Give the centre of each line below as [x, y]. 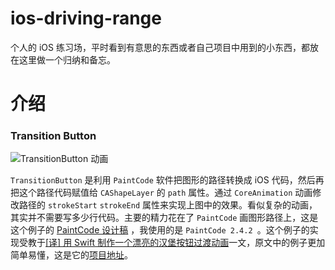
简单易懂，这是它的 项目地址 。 [71, 255]
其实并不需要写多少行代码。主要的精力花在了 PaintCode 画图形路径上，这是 [164, 218]
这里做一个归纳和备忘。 [67, 59]
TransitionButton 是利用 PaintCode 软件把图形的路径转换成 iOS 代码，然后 [163, 180]
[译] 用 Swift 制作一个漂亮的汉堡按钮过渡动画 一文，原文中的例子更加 [185, 243]
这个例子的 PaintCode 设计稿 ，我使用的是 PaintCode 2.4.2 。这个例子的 [160, 230]
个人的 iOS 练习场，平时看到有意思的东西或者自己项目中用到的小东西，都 [160, 47]
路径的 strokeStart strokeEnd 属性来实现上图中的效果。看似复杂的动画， [168, 205]
